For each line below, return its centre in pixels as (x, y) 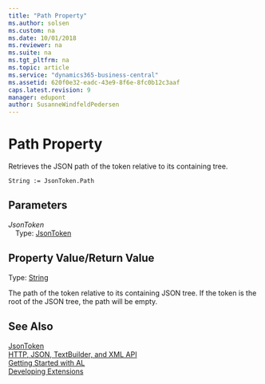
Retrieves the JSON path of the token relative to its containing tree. (118, 166)
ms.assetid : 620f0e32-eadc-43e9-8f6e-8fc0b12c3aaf (94, 82)
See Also (31, 327)
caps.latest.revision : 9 (49, 90)
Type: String (28, 277)
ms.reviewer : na (35, 46)
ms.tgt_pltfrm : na (39, 61)
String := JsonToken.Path (51, 181)
